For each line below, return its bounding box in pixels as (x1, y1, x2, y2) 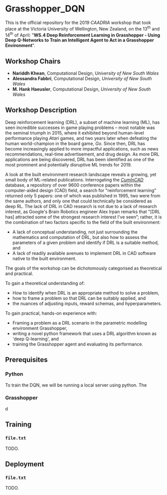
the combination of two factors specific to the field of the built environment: (5, 219, 161, 225)
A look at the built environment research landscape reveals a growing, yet (5, 171, 157, 177)
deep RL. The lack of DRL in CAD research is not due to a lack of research (5, 203, 157, 209)
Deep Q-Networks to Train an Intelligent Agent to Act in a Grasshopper (5, 37, 155, 43)
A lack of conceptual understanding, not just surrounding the (12, 228, 138, 235)
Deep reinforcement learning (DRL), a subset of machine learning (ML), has (5, 119, 160, 125)
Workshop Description (5, 106, 77, 114)
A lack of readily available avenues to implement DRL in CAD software (12, 250, 156, 256)
